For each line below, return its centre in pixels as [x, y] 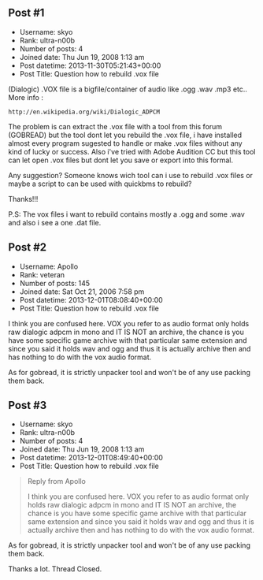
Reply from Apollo [57, 481]
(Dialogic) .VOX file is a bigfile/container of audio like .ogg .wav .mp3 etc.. [128, 89]
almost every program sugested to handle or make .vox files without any [125, 143]
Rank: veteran [42, 274]
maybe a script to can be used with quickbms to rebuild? [100, 184]
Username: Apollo [49, 266]
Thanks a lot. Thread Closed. [55, 569]
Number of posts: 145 [55, 283]
